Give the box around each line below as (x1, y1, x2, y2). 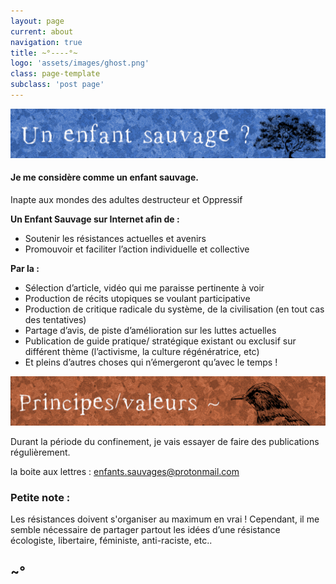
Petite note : (10, 490, 71, 504)
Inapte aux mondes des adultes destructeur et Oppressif (10, 193, 243, 205)
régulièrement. (10, 446, 71, 458)
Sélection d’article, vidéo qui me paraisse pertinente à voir (24, 281, 265, 294)
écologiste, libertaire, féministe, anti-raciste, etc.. (10, 534, 213, 546)
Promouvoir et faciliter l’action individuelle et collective (24, 243, 250, 255)
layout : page (10, 16, 65, 26)
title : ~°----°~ (10, 48, 78, 58)
